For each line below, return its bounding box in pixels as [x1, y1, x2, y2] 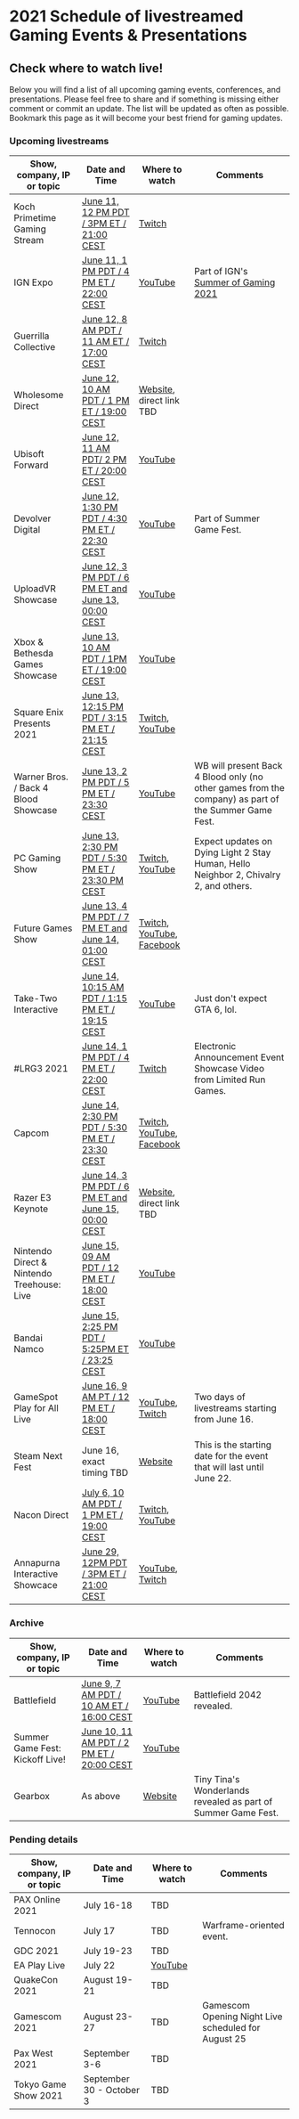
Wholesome [13, 389, 64, 402]
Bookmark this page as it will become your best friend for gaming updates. [9, 113, 283, 123]
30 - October [83, 2083, 141, 2096]
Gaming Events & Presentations [9, 25, 247, 45]
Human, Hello [194, 858, 251, 870]
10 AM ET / [81, 1699, 129, 1712]
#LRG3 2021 [13, 1063, 69, 1075]
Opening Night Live [202, 2010, 283, 2023]
